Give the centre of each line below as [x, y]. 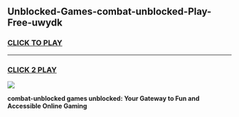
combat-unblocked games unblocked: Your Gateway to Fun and [103, 98]
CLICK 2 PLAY [32, 69]
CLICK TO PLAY [35, 43]
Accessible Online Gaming [47, 106]
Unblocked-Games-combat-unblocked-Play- [110, 12]
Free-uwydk [35, 23]
